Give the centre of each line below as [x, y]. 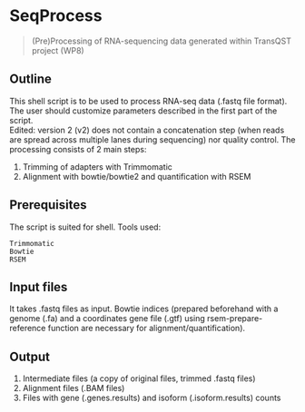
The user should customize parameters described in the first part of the [143, 111]
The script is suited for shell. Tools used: [85, 227]
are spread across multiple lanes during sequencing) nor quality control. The [152, 139]
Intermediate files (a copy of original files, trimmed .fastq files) [139, 378]
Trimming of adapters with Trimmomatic [97, 167]
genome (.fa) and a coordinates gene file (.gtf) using [108, 319]
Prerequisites [48, 205]
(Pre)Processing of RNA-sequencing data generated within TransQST [162, 41]
